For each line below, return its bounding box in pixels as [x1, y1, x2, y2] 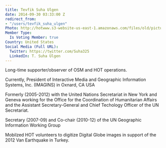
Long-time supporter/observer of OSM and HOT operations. [5, 67, 127, 73]
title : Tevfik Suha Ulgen [5, 7, 58, 12]
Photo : [5, 26, 19, 31]
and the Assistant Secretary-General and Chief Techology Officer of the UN [5, 102, 159, 108]
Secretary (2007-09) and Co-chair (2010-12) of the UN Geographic [5, 117, 142, 123]
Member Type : [5, 30, 32, 35]
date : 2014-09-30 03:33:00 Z [5, 12, 65, 17]
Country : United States [5, 40, 54, 45]
